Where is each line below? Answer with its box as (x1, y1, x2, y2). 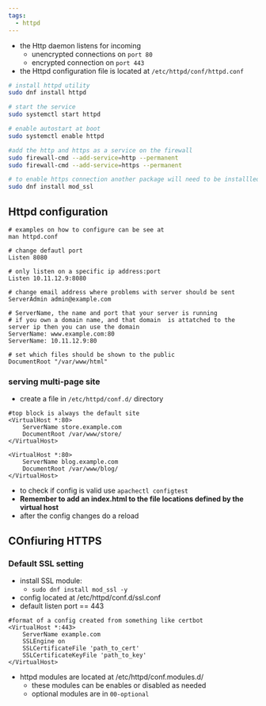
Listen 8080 (8, 253, 47, 262)
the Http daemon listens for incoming (19, 40, 141, 50)
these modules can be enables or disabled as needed (31, 680, 207, 690)
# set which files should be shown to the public (8, 351, 176, 359)
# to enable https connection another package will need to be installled (8, 175, 260, 183)
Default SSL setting (8, 558, 85, 569)
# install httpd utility (8, 81, 90, 90)
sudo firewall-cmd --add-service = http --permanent (8, 154, 179, 162)
